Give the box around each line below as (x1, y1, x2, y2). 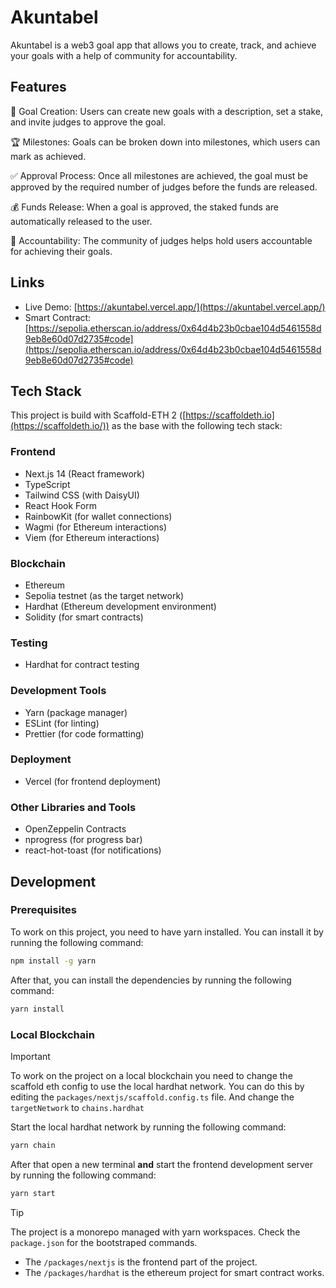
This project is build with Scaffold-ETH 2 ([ (10, 409, 187, 421)
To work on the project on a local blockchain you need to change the (10, 1069, 293, 1081)
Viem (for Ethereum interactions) (24, 531, 160, 543)
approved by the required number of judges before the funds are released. (10, 181, 318, 193)
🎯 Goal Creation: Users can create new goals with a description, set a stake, (10, 105, 323, 117)
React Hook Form (24, 499, 97, 511)
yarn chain (10, 1140, 56, 1150)
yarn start (10, 1188, 56, 1198)
